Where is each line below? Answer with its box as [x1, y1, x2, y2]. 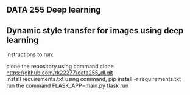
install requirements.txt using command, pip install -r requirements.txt [6, 76, 181, 83]
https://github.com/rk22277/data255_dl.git [6, 69, 113, 76]
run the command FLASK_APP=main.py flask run [6, 82, 129, 90]
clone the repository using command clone [6, 63, 114, 70]
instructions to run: [6, 51, 54, 58]
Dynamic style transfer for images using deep [6, 25, 184, 36]
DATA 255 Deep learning [6, 5, 102, 15]
